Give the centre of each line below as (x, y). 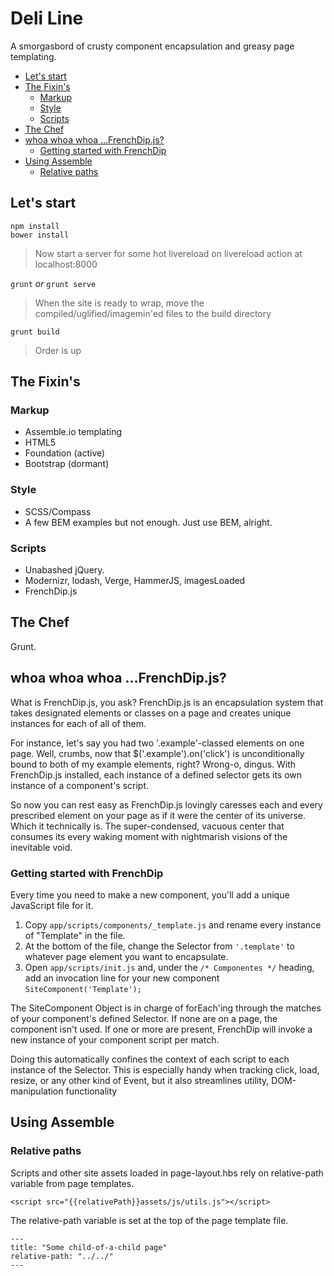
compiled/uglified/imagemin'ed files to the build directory (153, 313)
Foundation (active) (65, 453)
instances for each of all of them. (78, 723)
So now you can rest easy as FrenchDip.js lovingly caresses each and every (166, 804)
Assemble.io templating (73, 432)
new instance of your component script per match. (115, 1039)
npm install (35, 226)
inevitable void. (41, 847)
